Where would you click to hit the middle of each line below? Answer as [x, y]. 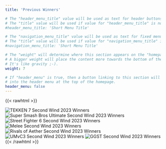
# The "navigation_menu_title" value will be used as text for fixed [78, 37]
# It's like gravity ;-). [32, 64]
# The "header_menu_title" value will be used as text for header [75, 19]
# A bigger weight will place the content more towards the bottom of [79, 59]
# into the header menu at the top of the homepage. [61, 82]
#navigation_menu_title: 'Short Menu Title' [52, 46]
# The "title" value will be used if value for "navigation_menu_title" [82, 41]
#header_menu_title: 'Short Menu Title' [47, 28]
